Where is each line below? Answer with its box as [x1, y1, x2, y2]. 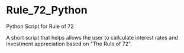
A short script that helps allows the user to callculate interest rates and [6, 34, 179, 41]
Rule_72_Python [6, 3, 88, 17]
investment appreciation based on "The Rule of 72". [6, 40, 132, 47]
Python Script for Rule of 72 [6, 23, 74, 30]
